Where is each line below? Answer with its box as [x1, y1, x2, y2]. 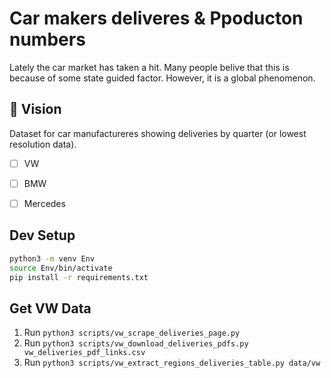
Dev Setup [9, 227, 76, 244]
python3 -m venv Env [9, 253, 96, 264]
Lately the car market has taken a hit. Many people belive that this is [9, 61, 290, 73]
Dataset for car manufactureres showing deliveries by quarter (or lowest [9, 127, 307, 139]
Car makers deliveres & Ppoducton [9, 7, 304, 30]
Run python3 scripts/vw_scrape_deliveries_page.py [23, 327, 241, 339]
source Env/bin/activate [9, 263, 113, 273]
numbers [9, 28, 86, 51]
